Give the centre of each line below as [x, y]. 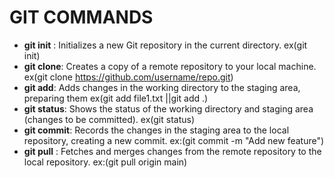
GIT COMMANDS [81, 17]
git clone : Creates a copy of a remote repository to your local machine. [170, 66]
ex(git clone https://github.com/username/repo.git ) [128, 77]
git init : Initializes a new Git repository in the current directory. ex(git [165, 45]
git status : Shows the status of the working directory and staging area [168, 108]
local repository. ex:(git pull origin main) [105, 162]
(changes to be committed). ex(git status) [109, 119]
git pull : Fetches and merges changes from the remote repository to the [172, 151]
